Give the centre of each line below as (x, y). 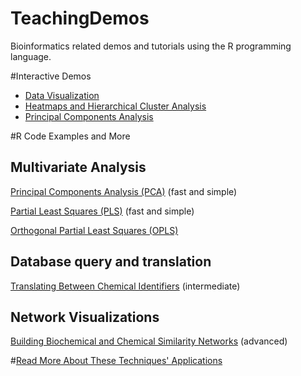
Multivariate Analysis (78, 167)
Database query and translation (111, 262)
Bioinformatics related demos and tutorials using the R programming (151, 46)
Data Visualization (62, 95)
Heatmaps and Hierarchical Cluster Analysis (115, 106)
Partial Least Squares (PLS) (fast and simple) (102, 211)
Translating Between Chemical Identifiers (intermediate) (125, 286)
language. (31, 56)
